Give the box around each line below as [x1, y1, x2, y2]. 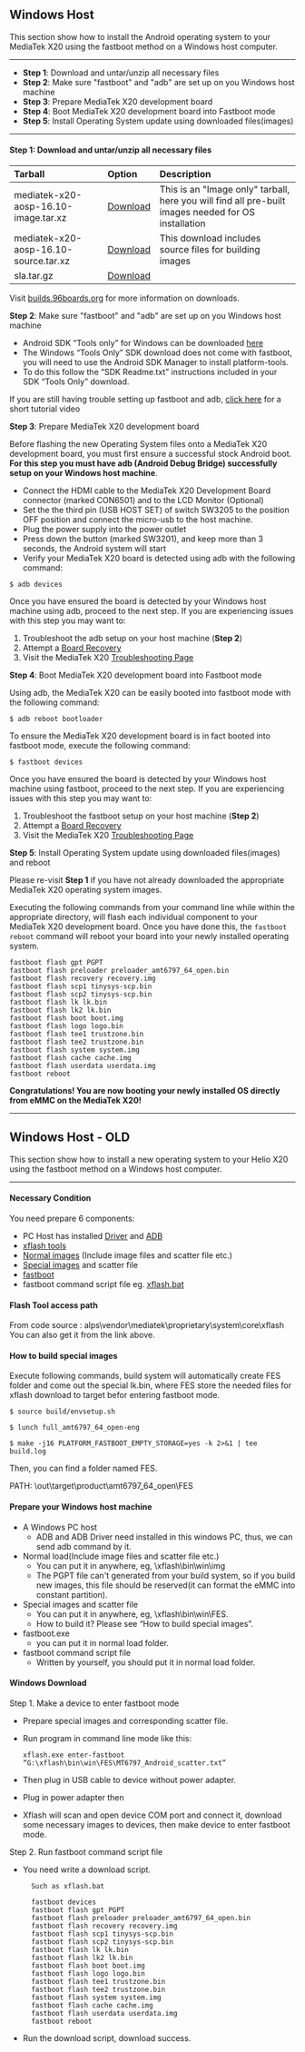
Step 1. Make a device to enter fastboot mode [9, 1698, 180, 1709]
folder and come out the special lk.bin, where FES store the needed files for [9, 1380, 292, 1391]
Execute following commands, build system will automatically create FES [9, 1371, 281, 1382]
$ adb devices [9, 580, 64, 590]
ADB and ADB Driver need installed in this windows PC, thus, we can [35, 1531, 293, 1542]
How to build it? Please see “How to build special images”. [35, 1618, 254, 1629]
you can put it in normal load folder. [35, 1637, 170, 1648]
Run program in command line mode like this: [22, 1732, 192, 1743]
